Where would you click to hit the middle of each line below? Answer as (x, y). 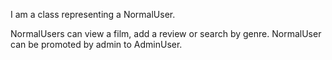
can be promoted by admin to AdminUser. (96, 44)
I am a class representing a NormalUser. (93, 14)
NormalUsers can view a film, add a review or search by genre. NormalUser (166, 33)
